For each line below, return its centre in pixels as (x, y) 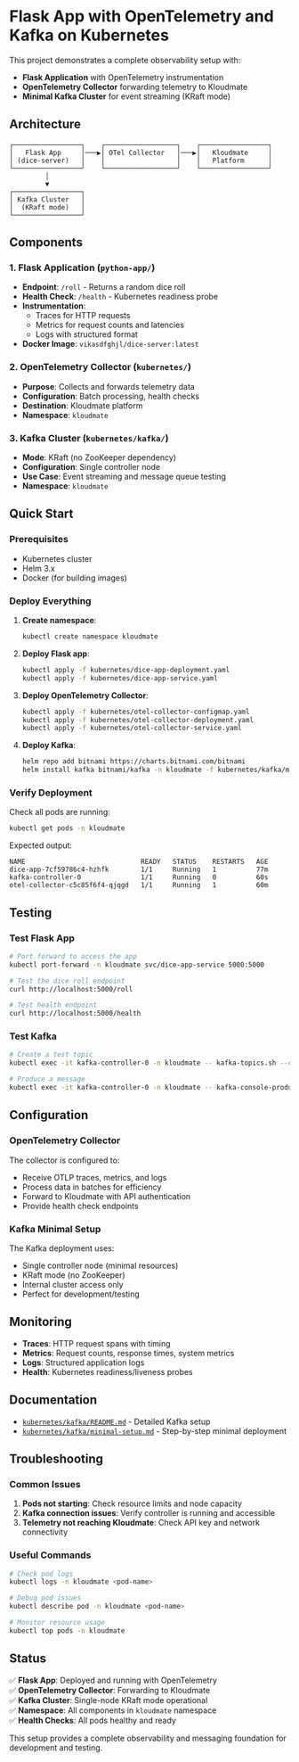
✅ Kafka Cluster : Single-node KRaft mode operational (109, 1700)
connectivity (45, 1532)
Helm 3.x (38, 568)
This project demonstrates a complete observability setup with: (125, 60)
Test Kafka (33, 1036)
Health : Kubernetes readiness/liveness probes (107, 1371)
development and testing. (56, 1747)
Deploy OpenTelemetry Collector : (85, 695)
